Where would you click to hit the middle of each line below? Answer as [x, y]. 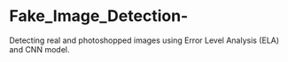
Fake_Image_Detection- [99, 16]
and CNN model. [39, 49]
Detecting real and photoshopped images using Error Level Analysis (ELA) [144, 40]
